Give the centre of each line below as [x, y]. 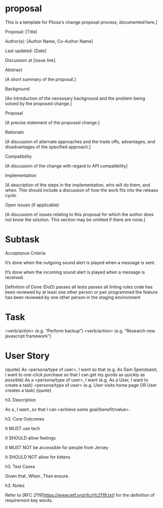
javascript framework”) [28, 336]
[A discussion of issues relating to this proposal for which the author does [80, 214]
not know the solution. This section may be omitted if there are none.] [75, 220]
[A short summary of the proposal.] [41, 79]
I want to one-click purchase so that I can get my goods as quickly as [75, 374]
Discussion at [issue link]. [31, 60]
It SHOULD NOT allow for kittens [38, 457]
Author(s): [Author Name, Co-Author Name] [49, 41]
